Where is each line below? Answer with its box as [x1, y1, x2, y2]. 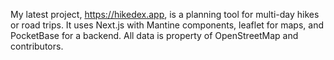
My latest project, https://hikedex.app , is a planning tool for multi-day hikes [10, 9, 320, 20]
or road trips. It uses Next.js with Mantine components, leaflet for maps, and [10, 19, 324, 31]
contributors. [10, 40, 64, 52]
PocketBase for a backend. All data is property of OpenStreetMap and [10, 30, 299, 41]
